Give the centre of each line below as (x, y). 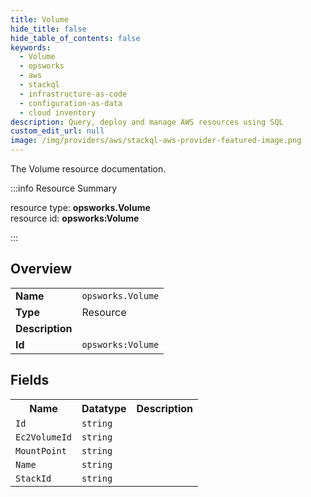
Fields (30, 380)
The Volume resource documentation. (88, 169)
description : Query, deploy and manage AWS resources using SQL (147, 122)
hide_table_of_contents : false (75, 38)
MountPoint (41, 450)
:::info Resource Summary (64, 188)
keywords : (31, 47)
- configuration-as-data (71, 103)
